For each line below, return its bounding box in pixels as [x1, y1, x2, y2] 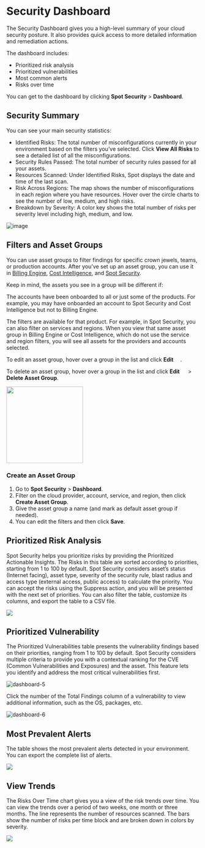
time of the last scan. [15, 178, 69, 185]
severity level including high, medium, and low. [15, 210, 133, 218]
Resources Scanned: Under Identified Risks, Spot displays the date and [15, 171, 195, 178]
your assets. [15, 164, 47, 172]
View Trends [6, 781, 56, 791]
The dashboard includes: [6, 49, 69, 56]
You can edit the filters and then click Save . [15, 518, 125, 525]
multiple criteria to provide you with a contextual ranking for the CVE [6, 656, 179, 663]
